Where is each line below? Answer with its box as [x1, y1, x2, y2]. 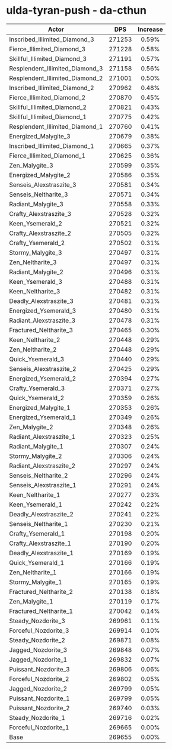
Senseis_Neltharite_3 [9, 190, 68, 199]
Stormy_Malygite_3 [9, 248, 62, 256]
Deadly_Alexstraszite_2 [9, 510, 74, 518]
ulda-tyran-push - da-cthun [6, 4, 147, 17]
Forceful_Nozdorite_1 [9, 723, 69, 731]
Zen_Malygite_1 [9, 597, 53, 605]
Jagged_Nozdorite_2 [9, 684, 68, 692]
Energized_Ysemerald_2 [9, 374, 77, 382]
